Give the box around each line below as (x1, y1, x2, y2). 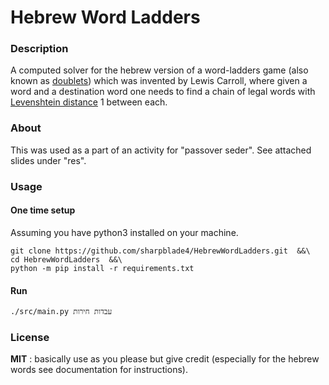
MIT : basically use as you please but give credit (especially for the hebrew (10, 353, 320, 365)
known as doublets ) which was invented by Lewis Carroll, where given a (10, 75, 308, 87)
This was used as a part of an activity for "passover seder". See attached (10, 144, 312, 156)
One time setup (10, 204, 76, 216)
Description (10, 42, 69, 56)
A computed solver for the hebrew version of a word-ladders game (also (10, 64, 309, 76)
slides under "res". (10, 154, 87, 166)
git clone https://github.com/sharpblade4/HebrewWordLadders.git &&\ (10, 246, 311, 256)
